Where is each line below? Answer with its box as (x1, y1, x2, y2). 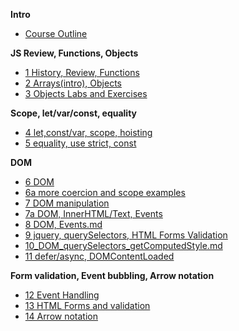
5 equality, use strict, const (24, 137, 137, 149)
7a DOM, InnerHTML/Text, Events (24, 208, 163, 219)
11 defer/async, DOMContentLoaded (24, 250, 175, 262)
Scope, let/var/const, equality (10, 107, 138, 119)
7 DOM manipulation (24, 197, 110, 209)
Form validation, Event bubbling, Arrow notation (10, 270, 215, 281)
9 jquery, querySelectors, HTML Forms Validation (24, 229, 228, 241)
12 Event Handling (24, 289, 100, 301)
